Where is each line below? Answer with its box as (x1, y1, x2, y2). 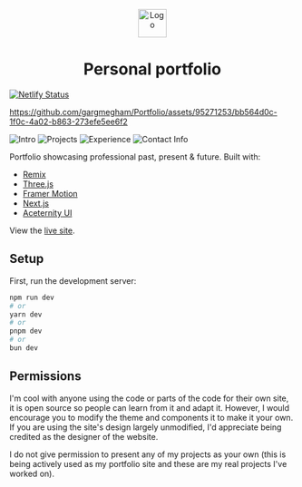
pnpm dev (9, 326, 43, 336)
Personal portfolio (83, 59, 222, 80)
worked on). (9, 468, 54, 479)
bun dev (9, 344, 39, 353)
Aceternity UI (22, 207, 73, 218)
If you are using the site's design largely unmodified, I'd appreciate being (9, 422, 282, 433)
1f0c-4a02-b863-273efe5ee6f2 (9, 116, 129, 127)
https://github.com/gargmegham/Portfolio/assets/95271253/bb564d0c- (9, 106, 278, 117)
